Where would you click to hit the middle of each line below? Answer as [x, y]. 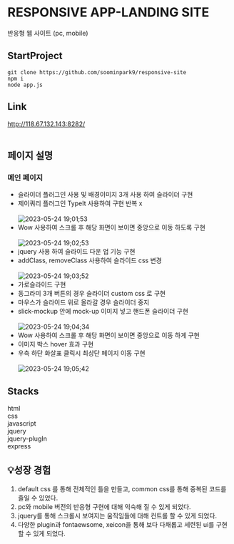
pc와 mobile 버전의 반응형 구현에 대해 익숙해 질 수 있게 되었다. [104, 506]
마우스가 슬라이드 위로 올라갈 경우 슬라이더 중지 [83, 302]
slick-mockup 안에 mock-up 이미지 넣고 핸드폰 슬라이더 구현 [103, 312]
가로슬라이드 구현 [42, 284]
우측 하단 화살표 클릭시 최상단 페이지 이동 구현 [81, 353]
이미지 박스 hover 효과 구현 [56, 344]
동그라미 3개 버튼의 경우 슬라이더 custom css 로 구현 [92, 294]
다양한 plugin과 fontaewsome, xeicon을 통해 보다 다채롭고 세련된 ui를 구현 [123, 524]
